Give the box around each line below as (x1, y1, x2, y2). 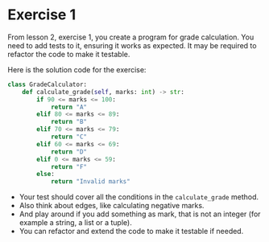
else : (36, 170, 56, 178)
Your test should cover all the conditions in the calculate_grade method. (19, 192, 259, 202)
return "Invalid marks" (50, 178, 130, 186)
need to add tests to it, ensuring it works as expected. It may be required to (7, 40, 257, 50)
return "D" (50, 147, 88, 156)
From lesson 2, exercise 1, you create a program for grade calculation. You (7, 32, 255, 42)
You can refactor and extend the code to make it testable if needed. (19, 227, 244, 236)
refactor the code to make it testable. (7, 49, 130, 59)
